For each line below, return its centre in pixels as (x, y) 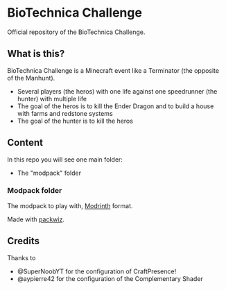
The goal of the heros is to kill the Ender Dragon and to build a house (115, 106)
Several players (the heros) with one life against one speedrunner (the (117, 91)
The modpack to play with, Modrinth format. (70, 205)
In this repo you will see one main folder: (65, 159)
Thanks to (21, 257)
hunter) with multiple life (52, 99)
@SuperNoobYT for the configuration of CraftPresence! (97, 271)
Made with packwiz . (36, 219)
